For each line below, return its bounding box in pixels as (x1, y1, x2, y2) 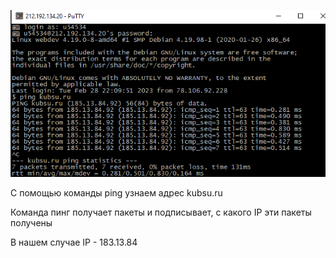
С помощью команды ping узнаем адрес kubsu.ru (10, 187, 223, 199)
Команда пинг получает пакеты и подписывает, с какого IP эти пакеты (10, 206, 312, 219)
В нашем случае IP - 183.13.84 (10, 236, 138, 249)
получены (10, 217, 53, 229)
